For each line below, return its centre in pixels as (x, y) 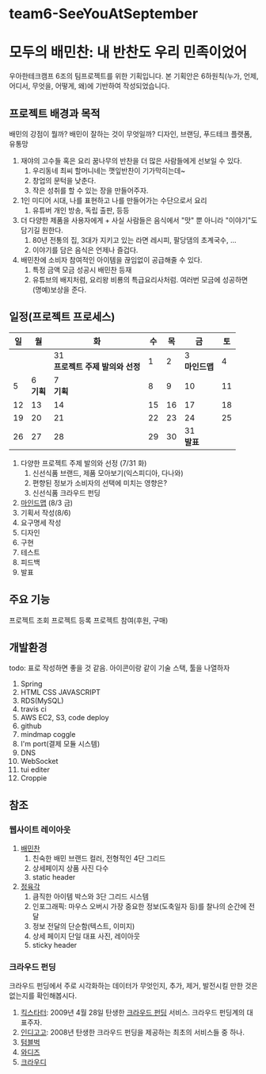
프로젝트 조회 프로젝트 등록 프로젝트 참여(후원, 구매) (89, 620)
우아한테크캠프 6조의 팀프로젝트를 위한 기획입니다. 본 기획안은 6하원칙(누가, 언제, (134, 76)
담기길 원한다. (42, 230)
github (31, 726)
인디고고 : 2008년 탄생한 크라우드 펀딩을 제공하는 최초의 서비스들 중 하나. (132, 1033)
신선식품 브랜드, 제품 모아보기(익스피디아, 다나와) (108, 473)
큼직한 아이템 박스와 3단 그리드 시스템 (91, 896)
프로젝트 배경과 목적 (55, 113)
